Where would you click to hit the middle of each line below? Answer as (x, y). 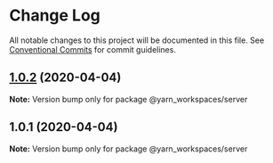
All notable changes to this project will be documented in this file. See (137, 40)
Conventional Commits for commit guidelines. (92, 49)
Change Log (55, 16)
